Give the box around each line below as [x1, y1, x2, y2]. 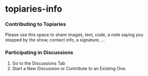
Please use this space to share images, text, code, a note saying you [5, 32, 144, 38]
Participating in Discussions [5, 49, 74, 56]
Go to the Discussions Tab [12, 60, 66, 66]
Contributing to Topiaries [5, 21, 66, 28]
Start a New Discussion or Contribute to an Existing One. [12, 65, 126, 71]
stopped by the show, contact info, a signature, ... [5, 37, 105, 43]
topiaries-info [5, 3, 62, 15]
